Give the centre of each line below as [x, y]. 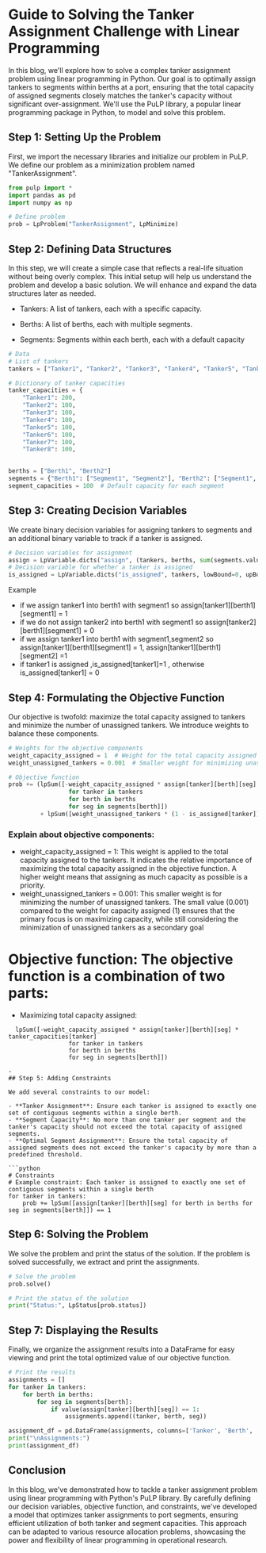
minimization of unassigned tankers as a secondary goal [112, 928]
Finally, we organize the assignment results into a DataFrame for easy [122, 1349]
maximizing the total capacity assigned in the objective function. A [128, 869]
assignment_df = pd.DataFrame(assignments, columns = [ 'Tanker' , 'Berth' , [131, 1431]
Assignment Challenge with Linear [124, 31]
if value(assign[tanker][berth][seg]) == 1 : [125, 1409]
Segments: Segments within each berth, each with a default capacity [132, 339]
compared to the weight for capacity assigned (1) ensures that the [127, 911]
